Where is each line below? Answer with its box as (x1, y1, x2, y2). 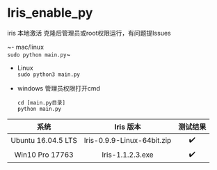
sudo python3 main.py (17, 71, 80, 78)
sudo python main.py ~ (7, 50, 71, 59)
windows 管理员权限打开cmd (17, 84, 101, 92)
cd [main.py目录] (17, 99, 66, 106)
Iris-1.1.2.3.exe (102, 150, 154, 160)
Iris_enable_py (7, 5, 93, 21)
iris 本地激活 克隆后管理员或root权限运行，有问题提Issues (7, 29, 172, 37)
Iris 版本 (114, 122, 141, 132)
